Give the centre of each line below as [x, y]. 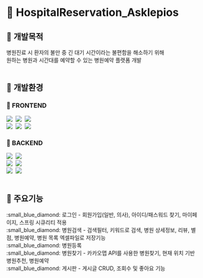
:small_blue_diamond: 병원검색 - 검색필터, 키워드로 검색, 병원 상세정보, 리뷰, [98, 230]
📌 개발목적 [25, 36]
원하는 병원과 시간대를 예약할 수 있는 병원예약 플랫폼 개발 [74, 60]
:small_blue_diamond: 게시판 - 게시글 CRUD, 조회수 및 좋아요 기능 [86, 268]
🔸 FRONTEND [27, 105]
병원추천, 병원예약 [28, 260]
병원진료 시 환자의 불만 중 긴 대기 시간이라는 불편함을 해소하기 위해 [85, 52]
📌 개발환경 [25, 88]
